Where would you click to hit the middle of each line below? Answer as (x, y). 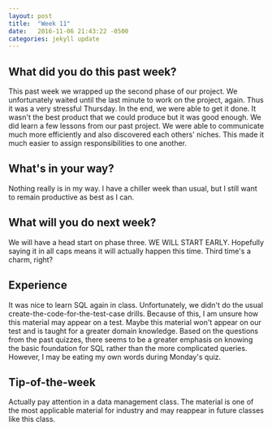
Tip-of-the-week (52, 382)
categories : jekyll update (54, 39)
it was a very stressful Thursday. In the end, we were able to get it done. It (132, 109)
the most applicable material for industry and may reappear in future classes (136, 410)
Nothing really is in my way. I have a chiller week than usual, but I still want (133, 188)
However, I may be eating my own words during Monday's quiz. (115, 357)
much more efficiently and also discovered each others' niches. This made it (136, 134)
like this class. (32, 419)
